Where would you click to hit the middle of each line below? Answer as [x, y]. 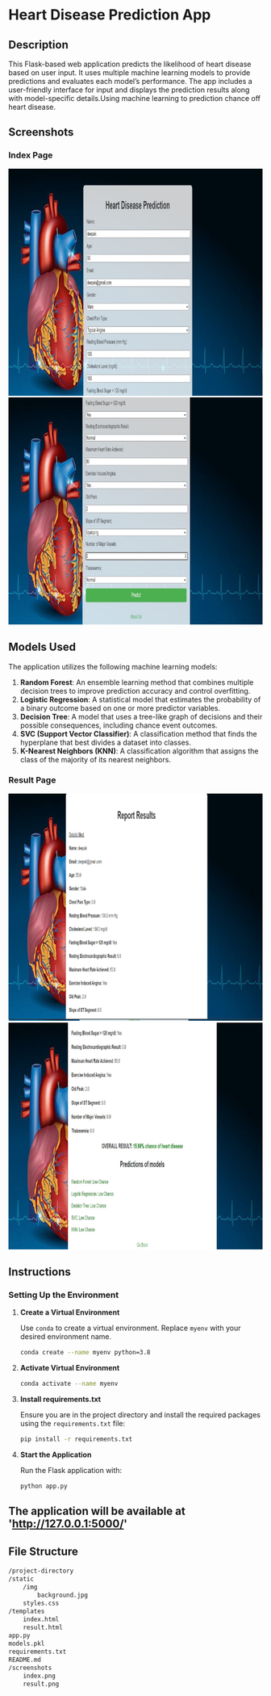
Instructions [40, 1272]
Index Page [31, 155]
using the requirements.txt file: [73, 1424]
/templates [27, 1612]
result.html [43, 1628]
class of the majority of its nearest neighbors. [96, 759]
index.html [41, 1620]
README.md [25, 1660]
